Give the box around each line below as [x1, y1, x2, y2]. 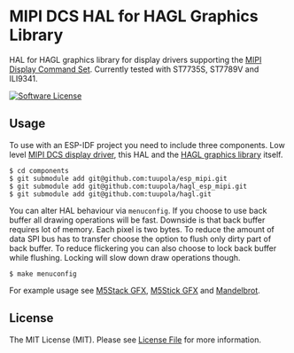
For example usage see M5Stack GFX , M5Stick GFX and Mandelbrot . [9, 285, 261, 295]
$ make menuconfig [9, 269, 77, 278]
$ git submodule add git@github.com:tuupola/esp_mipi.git [9, 174, 228, 183]
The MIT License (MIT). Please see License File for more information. [9, 334, 261, 345]
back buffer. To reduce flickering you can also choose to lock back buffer [9, 242, 277, 254]
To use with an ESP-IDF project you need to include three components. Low [9, 139, 285, 150]
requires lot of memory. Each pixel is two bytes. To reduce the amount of [9, 224, 275, 234]
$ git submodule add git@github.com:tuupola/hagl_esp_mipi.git [9, 182, 248, 191]
